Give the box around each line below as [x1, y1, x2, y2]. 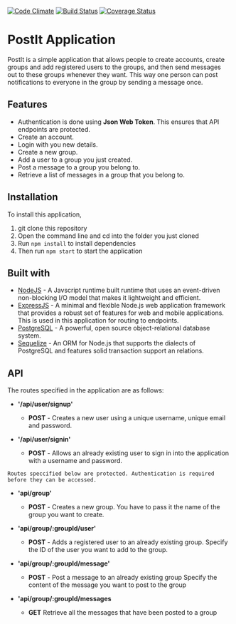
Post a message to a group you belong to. [17, 162, 141, 171]
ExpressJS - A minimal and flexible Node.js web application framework [17, 301, 226, 310]
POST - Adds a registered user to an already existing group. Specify [28, 538, 228, 546]
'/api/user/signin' [17, 435, 71, 444]
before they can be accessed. [7, 477, 97, 484]
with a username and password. [28, 457, 123, 465]
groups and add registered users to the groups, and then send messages [7, 63, 222, 71]
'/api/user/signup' [17, 400, 73, 409]
